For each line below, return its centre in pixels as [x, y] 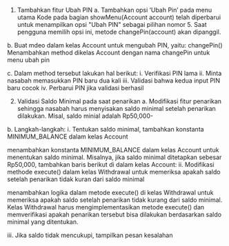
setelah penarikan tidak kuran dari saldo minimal [76, 179]
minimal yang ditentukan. [43, 222]
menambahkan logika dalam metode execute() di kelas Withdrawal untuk [110, 193]
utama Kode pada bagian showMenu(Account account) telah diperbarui [119, 17]
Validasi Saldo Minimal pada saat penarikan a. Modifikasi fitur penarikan [119, 101]
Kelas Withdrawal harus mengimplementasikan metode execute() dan [106, 207]
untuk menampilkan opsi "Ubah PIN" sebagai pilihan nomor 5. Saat [112, 24]
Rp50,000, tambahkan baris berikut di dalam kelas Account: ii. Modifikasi [111, 164]
